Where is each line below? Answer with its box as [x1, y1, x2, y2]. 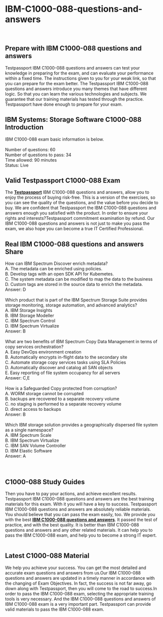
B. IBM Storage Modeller [5, 312, 55, 319]
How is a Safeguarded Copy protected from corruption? [5, 385, 117, 391]
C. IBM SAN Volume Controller [5, 443, 66, 449]
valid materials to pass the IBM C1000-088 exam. [5, 606, 104, 612]
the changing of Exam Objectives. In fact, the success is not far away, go [5, 580, 152, 586]
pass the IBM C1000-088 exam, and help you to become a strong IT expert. [5, 532, 157, 538]
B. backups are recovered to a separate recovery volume [5, 396, 120, 402]
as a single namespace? [5, 427, 54, 433]
